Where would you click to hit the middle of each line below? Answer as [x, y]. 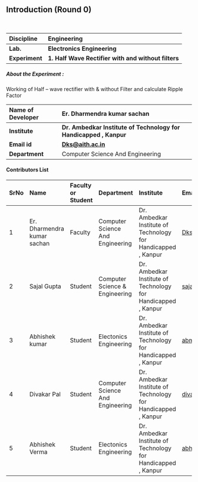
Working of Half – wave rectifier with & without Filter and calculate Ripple [95, 89]
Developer [24, 117]
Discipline [23, 38]
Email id [20, 144]
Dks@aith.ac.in [83, 144]
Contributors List [27, 170]
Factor [14, 95]
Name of [22, 110]
